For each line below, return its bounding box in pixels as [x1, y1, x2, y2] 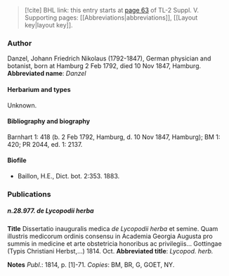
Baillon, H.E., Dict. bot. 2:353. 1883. [17, 171, 120, 180]
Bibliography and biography [7, 117, 90, 126]
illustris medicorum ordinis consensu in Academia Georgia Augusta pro [7, 232, 213, 240]
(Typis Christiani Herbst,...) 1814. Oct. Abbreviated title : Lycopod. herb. [7, 247, 214, 255]
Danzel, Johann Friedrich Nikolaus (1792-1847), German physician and [7, 54, 211, 63]
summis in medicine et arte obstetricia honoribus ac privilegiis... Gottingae [7, 239, 223, 248]
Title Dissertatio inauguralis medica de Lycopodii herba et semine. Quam [7, 224, 218, 232]
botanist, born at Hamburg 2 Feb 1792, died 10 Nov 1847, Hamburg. [7, 62, 202, 70]
